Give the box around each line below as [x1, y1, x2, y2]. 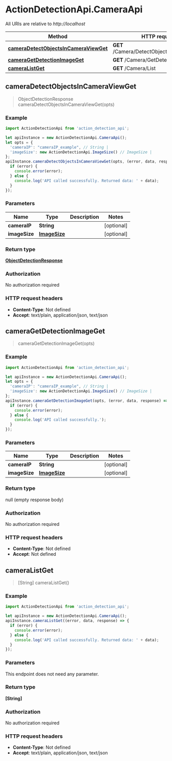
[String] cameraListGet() [17, 580, 70, 586]
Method [48, 32, 68, 40]
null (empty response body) [5, 497, 64, 503]
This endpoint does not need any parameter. [5, 670, 99, 677]
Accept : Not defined [12, 551, 56, 557]
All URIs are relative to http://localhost [5, 21, 85, 27]
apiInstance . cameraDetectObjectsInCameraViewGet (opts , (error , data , [5, 159, 157, 164]
